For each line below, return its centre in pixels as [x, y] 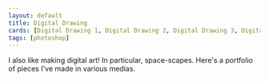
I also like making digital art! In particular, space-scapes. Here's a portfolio [131, 60]
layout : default [35, 15]
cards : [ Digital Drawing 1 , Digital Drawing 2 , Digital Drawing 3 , [123, 30]
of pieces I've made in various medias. [72, 69]
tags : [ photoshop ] [39, 38]
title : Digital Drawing [48, 23]
